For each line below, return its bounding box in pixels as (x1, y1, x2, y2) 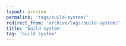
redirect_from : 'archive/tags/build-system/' (6, 20, 121, 26)
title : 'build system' (6, 25, 62, 32)
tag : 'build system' (6, 31, 58, 37)
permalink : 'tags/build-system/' (6, 14, 89, 20)
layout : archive (6, 8, 46, 15)
